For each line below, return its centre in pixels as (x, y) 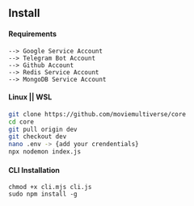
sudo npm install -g (43, 194)
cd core (21, 122)
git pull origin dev (43, 129)
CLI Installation (34, 170)
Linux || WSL (30, 97)
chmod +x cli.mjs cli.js (50, 187)
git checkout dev (38, 137)
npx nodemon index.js (45, 152)
